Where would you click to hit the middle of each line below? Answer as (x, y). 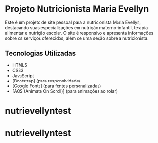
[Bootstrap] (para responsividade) (46, 81)
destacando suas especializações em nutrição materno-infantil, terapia (77, 27)
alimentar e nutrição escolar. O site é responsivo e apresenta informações (79, 33)
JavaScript (23, 75)
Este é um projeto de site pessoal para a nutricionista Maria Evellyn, (73, 22)
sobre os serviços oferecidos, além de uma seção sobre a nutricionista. (77, 38)
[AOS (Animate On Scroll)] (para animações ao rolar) (65, 91)
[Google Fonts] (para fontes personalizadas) (57, 86)
